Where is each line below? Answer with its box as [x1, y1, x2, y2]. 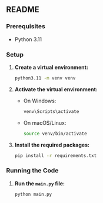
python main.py [14, 191, 52, 197]
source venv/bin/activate [23, 131, 87, 137]
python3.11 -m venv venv [14, 75, 76, 81]
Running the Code [6, 167, 59, 175]
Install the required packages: [14, 141, 90, 148]
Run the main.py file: [14, 179, 65, 187]
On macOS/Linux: [23, 119, 67, 126]
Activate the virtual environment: [14, 85, 98, 93]
